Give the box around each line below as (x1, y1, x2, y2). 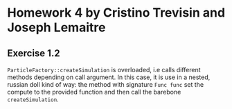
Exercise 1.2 (7, 47, 60, 59)
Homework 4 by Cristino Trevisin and (7, 5, 226, 21)
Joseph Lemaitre (7, 19, 106, 35)
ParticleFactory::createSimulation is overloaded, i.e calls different (7, 66, 201, 74)
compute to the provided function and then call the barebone (7, 88, 181, 96)
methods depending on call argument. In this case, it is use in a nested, (7, 73, 211, 81)
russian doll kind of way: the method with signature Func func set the (7, 81, 204, 88)
